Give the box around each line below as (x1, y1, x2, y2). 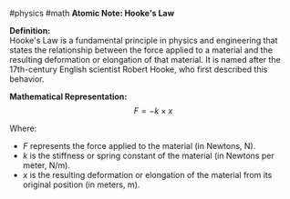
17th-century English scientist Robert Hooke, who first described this (9, 64, 268, 75)
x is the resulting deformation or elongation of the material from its (22, 170, 273, 180)
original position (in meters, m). (22, 179, 140, 190)
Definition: (9, 25, 51, 35)
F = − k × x (133, 105, 173, 116)
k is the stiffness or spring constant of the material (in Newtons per (22, 150, 275, 161)
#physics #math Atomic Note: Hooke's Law (9, 8, 175, 18)
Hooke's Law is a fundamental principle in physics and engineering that (9, 35, 278, 45)
